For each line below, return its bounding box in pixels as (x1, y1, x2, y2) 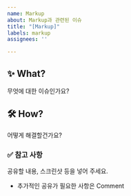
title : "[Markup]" (7, 23, 60, 30)
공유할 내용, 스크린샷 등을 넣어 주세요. (7, 167, 108, 175)
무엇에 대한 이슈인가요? (7, 87, 70, 95)
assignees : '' (7, 36, 48, 43)
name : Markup (7, 10, 45, 17)
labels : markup (7, 29, 51, 37)
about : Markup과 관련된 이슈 (7, 17, 83, 24)
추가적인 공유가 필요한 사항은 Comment (17, 181, 125, 190)
